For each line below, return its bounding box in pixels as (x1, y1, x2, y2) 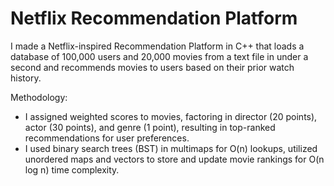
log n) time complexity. (24, 163, 120, 176)
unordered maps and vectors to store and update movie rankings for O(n (24, 153, 325, 165)
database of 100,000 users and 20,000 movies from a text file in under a (10, 50, 309, 62)
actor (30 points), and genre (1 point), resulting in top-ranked (24, 121, 276, 133)
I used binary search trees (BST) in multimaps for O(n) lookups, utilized (24, 142, 318, 154)
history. (10, 72, 42, 84)
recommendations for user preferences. (24, 132, 190, 144)
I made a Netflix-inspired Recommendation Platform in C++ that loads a (10, 40, 305, 52)
